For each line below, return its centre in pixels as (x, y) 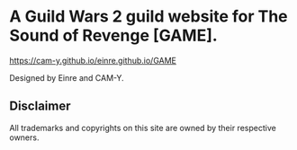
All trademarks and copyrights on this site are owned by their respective (143, 128)
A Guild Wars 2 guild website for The (148, 17)
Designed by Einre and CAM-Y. (67, 77)
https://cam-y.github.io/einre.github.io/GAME (93, 60)
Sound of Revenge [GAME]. (113, 35)
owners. (24, 137)
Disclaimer (40, 106)
